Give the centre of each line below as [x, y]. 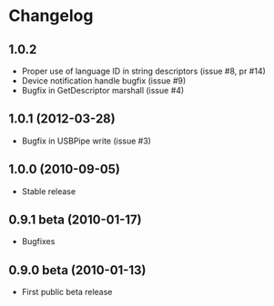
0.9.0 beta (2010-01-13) [77, 270]
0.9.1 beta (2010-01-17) [75, 220]
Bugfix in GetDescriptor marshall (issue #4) [103, 90]
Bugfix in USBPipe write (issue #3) [86, 141]
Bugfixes [38, 242]
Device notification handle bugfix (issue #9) [104, 81]
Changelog [51, 16]
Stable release [49, 191]
